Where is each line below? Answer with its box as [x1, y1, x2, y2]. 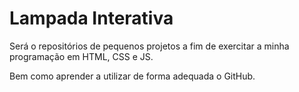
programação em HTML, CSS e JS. [9, 50, 154, 62]
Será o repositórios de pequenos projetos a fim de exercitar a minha [9, 40, 290, 52]
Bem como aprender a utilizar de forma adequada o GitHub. [9, 70, 256, 82]
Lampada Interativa [9, 7, 174, 30]
